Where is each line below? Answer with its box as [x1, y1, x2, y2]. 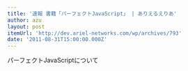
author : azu [7, 17, 42, 24]
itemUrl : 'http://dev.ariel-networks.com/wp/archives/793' [7, 29, 182, 37]
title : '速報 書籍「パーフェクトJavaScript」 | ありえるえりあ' [7, 10, 178, 17]
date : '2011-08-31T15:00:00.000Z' [7, 36, 108, 43]
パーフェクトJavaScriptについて [7, 56, 99, 65]
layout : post [7, 23, 45, 30]
